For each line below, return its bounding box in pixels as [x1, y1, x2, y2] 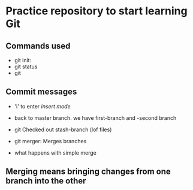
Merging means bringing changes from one [5, 167, 171, 177]
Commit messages [5, 87, 77, 97]
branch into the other [5, 176, 86, 186]
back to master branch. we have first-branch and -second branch [14, 114, 177, 121]
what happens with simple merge [14, 149, 96, 156]
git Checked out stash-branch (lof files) [14, 126, 112, 133]
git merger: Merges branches [14, 137, 87, 144]
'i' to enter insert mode [14, 102, 71, 110]
